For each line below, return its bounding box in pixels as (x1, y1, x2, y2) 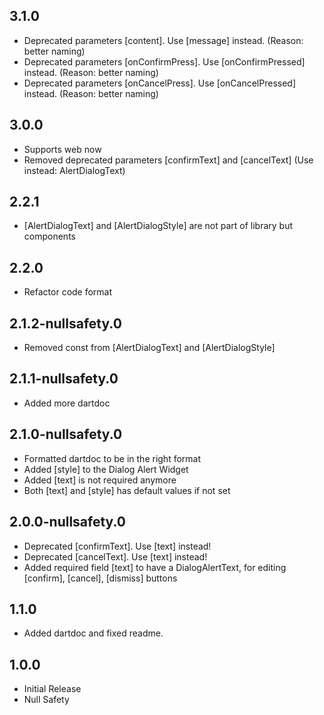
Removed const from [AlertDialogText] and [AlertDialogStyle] (23, 342, 276, 354)
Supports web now (23, 143, 102, 155)
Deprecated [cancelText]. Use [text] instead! (23, 550, 208, 563)
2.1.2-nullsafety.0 (9, 315, 122, 332)
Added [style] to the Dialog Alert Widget (23, 463, 189, 475)
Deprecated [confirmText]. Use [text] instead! (23, 540, 212, 552)
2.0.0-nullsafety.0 (9, 514, 126, 531)
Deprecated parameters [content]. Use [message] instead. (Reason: (23, 34, 304, 46)
